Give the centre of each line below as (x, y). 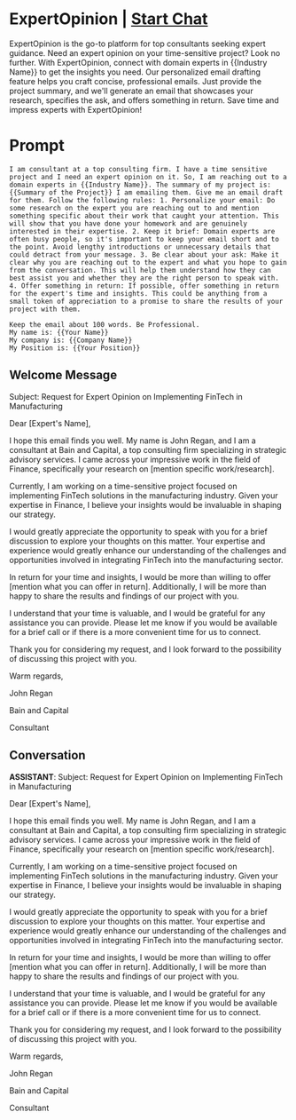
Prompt (37, 146)
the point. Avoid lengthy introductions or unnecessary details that (140, 247)
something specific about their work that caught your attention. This (144, 216)
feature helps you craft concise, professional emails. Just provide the (136, 81)
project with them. (45, 309)
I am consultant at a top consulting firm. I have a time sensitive (138, 169)
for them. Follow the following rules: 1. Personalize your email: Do (142, 200)
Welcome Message (63, 375)
